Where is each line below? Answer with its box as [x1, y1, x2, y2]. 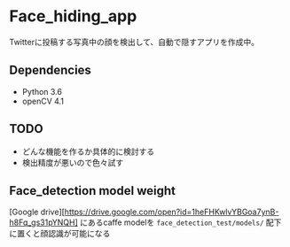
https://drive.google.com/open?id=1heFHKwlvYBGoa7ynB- [64, 206, 279, 218]
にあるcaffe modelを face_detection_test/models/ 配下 [79, 217, 282, 228]
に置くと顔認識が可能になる [9, 228, 111, 239]
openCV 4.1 [21, 96, 65, 106]
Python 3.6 [21, 86, 62, 96]
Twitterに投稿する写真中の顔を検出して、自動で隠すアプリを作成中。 [9, 36, 260, 47]
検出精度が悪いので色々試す [21, 157, 124, 167]
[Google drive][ [9, 206, 65, 218]
